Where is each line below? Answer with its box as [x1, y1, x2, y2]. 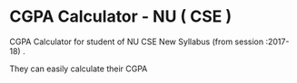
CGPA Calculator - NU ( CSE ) [9, 6, 233, 27]
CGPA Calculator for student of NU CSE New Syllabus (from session [9, 36, 264, 47]
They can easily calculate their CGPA [9, 63, 148, 74]
